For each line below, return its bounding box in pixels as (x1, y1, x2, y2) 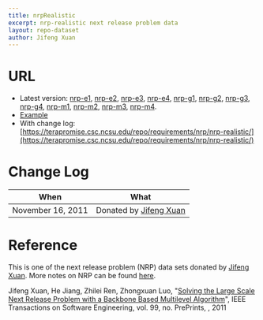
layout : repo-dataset (8, 26, 80, 34)
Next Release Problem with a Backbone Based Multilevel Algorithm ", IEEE (8, 295, 246, 304)
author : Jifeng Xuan (8, 33, 77, 42)
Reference (8, 236, 77, 255)
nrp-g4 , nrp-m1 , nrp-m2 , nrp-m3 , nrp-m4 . (19, 102, 157, 111)
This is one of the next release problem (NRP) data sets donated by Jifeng (8, 262, 250, 272)
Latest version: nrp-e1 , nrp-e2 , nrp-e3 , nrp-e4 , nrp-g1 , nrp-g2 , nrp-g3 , (19, 94, 250, 103)
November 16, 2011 (12, 205, 88, 216)
